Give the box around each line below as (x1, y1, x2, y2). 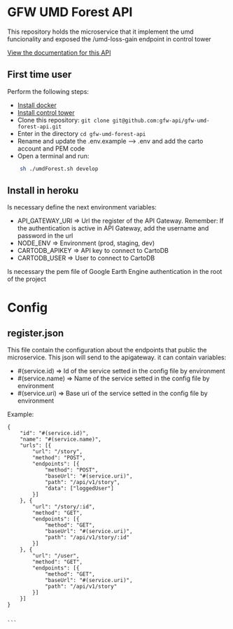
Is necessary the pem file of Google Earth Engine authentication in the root (7, 268, 223, 276)
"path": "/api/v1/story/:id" (44, 534, 130, 541)
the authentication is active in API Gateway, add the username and (17, 224, 209, 233)
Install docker (17, 101, 57, 109)
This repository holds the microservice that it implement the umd (7, 27, 194, 36)
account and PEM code (17, 144, 85, 153)
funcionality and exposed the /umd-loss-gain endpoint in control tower (7, 34, 211, 43)
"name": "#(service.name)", (20, 436, 101, 443)
